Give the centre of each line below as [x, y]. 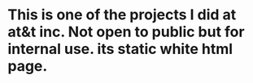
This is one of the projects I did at [122, 15]
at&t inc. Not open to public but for [126, 32]
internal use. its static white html [120, 49]
